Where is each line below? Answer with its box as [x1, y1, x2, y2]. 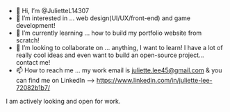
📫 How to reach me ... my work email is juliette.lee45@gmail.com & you [15, 66, 222, 74]
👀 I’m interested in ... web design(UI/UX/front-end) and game [15, 14, 191, 22]
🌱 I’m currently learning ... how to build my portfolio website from [15, 29, 202, 37]
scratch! [15, 36, 40, 45]
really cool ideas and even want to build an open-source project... [15, 51, 205, 59]
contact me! [15, 58, 51, 66]
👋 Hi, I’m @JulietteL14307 [15, 7, 90, 15]
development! [15, 22, 56, 29]
